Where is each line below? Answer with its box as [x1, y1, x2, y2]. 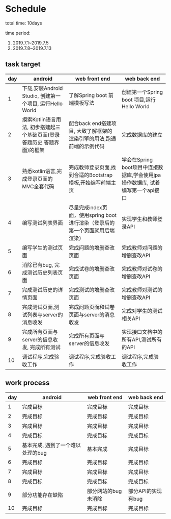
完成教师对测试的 [121, 286, 163, 293]
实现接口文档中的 [121, 328, 163, 335]
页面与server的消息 [68, 311, 115, 318]
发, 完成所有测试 [22, 343, 61, 351]
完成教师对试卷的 [121, 265, 163, 272]
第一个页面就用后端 [68, 227, 115, 234]
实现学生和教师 [121, 215, 158, 223]
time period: [5, 30, 31, 36]
